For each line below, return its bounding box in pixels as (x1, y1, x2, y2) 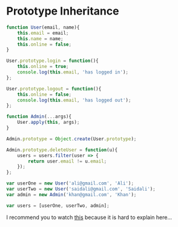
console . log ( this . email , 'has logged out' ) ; (17, 97, 131, 103)
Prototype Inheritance (6, 4, 119, 18)
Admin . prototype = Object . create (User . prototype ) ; (6, 135, 137, 142)
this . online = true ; (17, 64, 69, 70)
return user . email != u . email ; (28, 158, 107, 164)
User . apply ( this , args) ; (17, 120, 80, 126)
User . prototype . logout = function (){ (6, 86, 102, 92)
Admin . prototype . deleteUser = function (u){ (6, 147, 118, 153)
